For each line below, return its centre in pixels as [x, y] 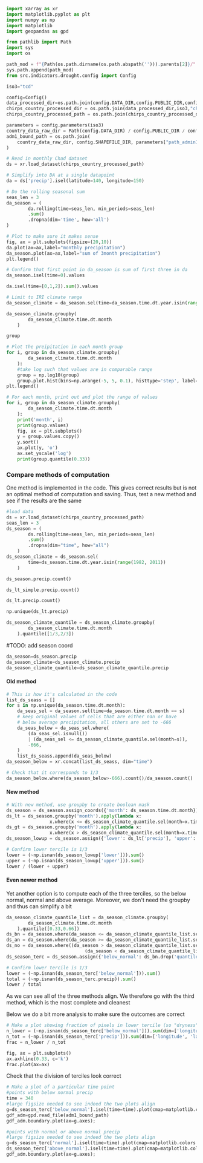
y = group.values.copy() [48, 437]
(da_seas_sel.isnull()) [58, 733]
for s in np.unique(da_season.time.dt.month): [66, 706]
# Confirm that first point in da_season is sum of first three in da [97, 270]
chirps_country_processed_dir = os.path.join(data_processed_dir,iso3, [98, 109]
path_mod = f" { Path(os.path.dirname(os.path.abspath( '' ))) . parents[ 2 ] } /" [101, 64]
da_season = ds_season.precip [42, 657]
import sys [20, 48]
